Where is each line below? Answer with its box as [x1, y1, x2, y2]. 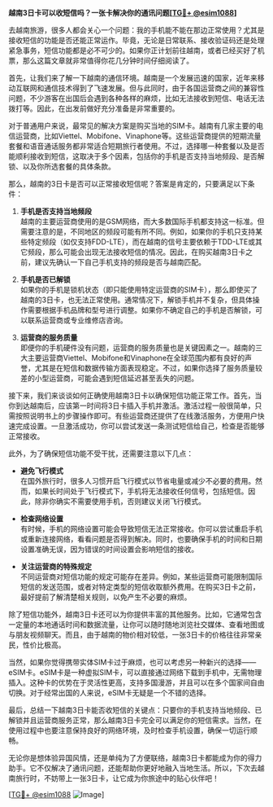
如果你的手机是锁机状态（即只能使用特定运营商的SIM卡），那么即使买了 [19, 285, 258, 294]
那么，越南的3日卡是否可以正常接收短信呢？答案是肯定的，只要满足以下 [8, 179, 248, 188]
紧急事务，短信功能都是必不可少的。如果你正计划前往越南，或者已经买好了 [8, 46, 258, 55]
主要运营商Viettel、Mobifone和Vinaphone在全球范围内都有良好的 [27, 353, 245, 362]
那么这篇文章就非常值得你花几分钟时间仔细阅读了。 [22, 56, 193, 65]
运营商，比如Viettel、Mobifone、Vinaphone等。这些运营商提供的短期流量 [15, 131, 262, 141]
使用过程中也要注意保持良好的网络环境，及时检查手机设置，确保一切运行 [8, 726, 250, 735]
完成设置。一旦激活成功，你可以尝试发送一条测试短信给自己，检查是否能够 [15, 421, 265, 431]
